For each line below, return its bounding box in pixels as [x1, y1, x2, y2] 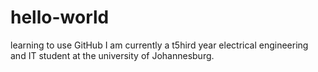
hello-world [10, 6, 110, 29]
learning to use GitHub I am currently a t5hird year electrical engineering [10, 39, 309, 51]
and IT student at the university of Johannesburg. [10, 49, 215, 61]
